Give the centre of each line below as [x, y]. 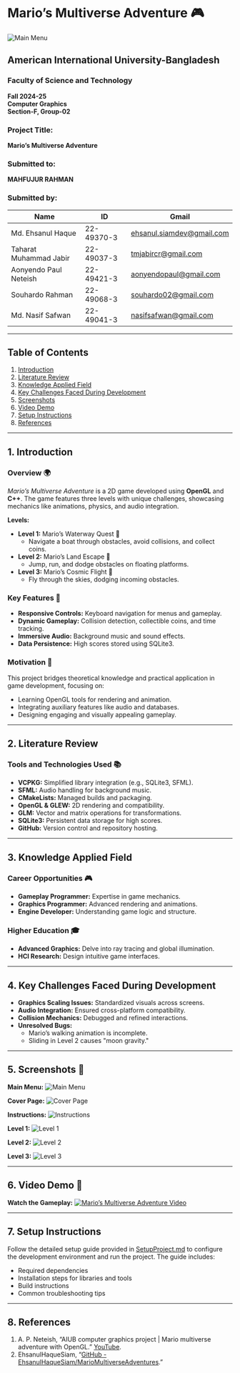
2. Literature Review [53, 744]
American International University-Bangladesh [114, 60]
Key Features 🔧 [34, 598]
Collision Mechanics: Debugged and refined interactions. [102, 1018]
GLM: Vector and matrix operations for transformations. [100, 813]
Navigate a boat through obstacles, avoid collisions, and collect [121, 541]
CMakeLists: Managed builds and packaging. [85, 798]
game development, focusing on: [56, 685]
